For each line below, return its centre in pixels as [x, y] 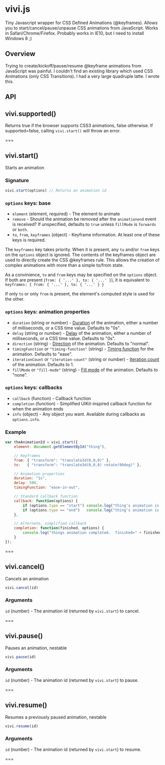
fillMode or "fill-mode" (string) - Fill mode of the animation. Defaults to [85, 370]
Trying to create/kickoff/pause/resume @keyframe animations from [73, 65]
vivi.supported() [31, 113]
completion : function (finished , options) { [59, 528]
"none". [20, 375]
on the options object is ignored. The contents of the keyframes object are [81, 255]
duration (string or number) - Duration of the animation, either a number [85, 322]
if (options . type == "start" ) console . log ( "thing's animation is [91, 506]
